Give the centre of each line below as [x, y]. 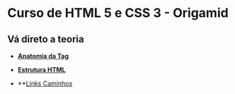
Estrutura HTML [41, 70]
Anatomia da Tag [43, 56]
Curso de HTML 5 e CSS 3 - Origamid [118, 13]
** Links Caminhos [45, 83]
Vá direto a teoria [46, 39]
